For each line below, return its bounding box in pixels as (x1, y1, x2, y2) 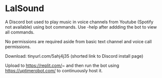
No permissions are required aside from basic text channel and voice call (5, 38, 152, 44)
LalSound (5, 3, 44, 14)
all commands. (5, 29, 35, 35)
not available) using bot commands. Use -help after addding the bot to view (5, 24, 157, 30)
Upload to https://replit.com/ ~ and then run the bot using (5, 62, 120, 68)
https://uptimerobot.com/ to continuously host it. (5, 67, 103, 73)
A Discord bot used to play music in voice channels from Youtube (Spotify (5, 19, 154, 25)
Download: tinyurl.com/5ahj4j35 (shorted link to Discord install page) (5, 53, 143, 59)
